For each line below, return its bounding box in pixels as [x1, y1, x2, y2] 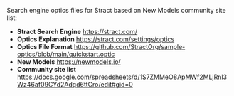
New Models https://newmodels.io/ [16, 58, 122, 66]
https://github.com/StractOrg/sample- [73, 43, 186, 50]
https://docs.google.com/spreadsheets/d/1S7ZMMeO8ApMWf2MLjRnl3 [16, 73, 228, 81]
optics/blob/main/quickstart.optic [16, 50, 115, 58]
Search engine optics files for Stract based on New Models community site [6, 6, 226, 14]
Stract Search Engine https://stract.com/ [16, 28, 138, 36]
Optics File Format [16, 43, 73, 50]
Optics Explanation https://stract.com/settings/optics [16, 35, 175, 43]
